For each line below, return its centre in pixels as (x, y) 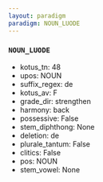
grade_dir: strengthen (55, 101)
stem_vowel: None (50, 169)
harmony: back (45, 110)
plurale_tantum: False (55, 144)
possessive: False (49, 118)
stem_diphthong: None (57, 126)
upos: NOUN (41, 75)
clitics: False (40, 152)
